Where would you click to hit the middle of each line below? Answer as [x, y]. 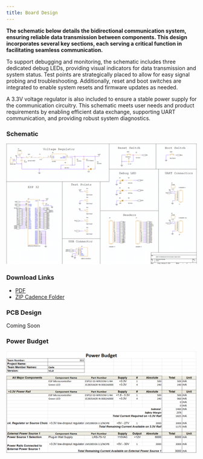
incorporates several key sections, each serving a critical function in [94, 43]
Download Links [30, 277]
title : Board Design [32, 13]
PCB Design [24, 312]
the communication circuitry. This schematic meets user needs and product [100, 105]
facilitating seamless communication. [55, 50]
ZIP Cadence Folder [40, 297]
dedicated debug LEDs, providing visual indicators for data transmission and [101, 68]
